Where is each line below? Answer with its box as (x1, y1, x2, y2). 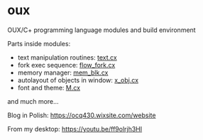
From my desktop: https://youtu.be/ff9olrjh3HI (7, 124, 143, 133)
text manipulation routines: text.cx (17, 53, 117, 62)
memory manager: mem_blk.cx (17, 68, 109, 77)
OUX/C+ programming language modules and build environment (7, 26, 197, 34)
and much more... (7, 97, 59, 105)
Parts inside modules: (7, 39, 71, 48)
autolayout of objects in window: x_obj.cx (17, 75, 139, 84)
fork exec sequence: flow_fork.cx (17, 60, 116, 69)
